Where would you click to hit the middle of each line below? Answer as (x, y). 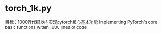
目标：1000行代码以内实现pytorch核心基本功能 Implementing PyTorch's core (81, 22)
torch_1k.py (28, 8)
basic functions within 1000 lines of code (46, 27)
